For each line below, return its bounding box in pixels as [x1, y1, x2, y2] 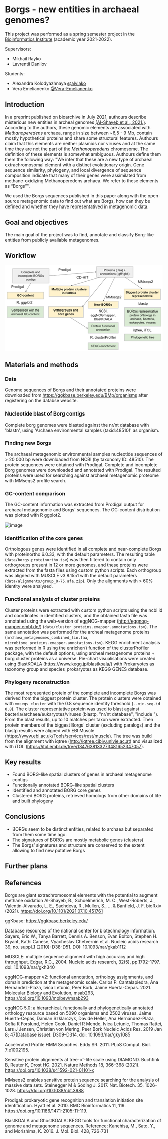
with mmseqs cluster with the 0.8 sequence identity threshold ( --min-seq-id [5, 701, 161, 706]
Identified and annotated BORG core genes [12, 787, 101, 793]
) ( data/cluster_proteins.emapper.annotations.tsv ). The [40, 623, 157, 629]
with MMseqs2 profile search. [5, 477, 66, 483]
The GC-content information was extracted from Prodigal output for [5, 501, 144, 508]
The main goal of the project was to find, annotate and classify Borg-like [5, 231, 154, 237]
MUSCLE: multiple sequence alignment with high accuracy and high [5, 953, 145, 959]
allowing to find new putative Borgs [12, 847, 85, 853]
